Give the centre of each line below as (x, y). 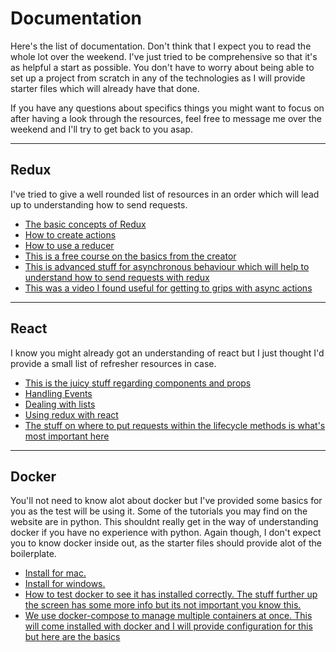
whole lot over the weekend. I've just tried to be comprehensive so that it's (164, 56)
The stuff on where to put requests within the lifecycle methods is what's (175, 425)
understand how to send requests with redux (117, 277)
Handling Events (58, 393)
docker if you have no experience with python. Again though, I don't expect (166, 533)
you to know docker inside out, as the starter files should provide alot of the (166, 543)
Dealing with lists (60, 404)
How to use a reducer (69, 245)
